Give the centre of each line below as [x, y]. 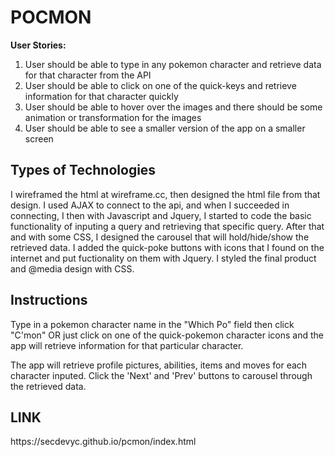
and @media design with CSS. [72, 268]
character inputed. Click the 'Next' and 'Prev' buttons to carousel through [161, 375]
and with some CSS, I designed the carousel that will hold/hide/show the [160, 237]
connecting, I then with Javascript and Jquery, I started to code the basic [161, 215]
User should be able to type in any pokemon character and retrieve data [173, 64]
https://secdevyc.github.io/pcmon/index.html [103, 442]
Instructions [49, 300]
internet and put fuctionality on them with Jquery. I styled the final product [163, 258]
